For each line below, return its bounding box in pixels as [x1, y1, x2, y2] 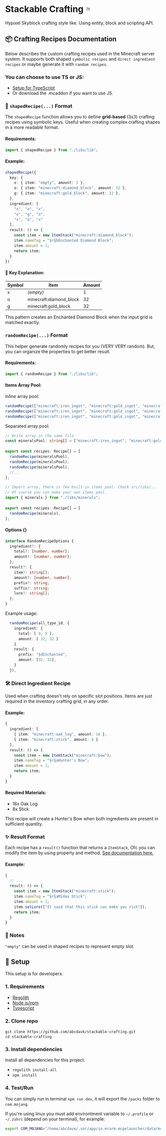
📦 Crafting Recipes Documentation [5, 35, 117, 43]
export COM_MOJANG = [5, 1126, 45, 1131]
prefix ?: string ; [14, 580, 50, 585]
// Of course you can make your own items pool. [5, 490, 107, 495]
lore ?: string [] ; [14, 591, 50, 596]
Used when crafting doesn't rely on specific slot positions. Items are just [5, 693, 153, 699]
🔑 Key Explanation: [5, 269, 44, 275]
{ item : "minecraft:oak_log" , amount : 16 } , [14, 732, 107, 737]
